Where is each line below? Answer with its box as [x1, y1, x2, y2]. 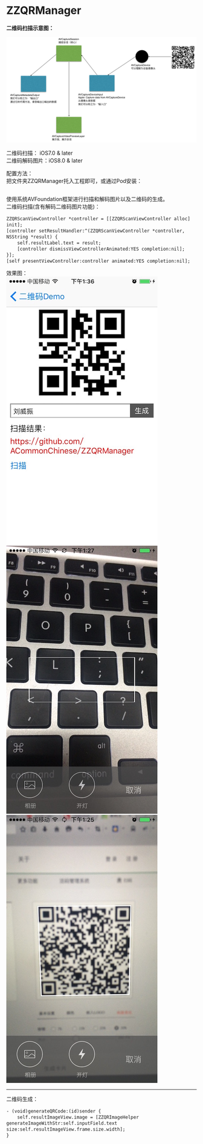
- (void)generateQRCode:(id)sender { [6, 1108, 101, 1114]
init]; [6, 222, 23, 228]
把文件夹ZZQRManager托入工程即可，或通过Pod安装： [6, 178, 143, 185]
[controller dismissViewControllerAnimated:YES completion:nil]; [17, 246, 185, 252]
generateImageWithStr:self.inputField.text [6, 1120, 118, 1126]
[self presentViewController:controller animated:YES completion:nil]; [6, 258, 190, 265]
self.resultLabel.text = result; [17, 240, 101, 246]
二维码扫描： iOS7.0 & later [6, 149, 73, 157]
